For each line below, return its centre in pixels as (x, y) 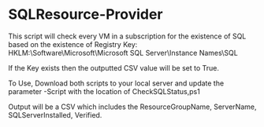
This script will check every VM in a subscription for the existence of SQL (127, 36)
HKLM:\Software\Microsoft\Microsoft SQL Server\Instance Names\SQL (123, 53)
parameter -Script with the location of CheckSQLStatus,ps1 (104, 91)
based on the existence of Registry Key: (73, 44)
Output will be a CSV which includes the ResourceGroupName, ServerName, (132, 107)
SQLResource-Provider (86, 15)
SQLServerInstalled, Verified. (55, 114)
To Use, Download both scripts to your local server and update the (116, 83)
